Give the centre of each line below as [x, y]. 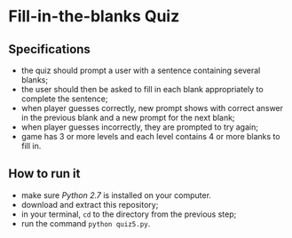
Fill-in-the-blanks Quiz [94, 16]
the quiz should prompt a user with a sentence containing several [141, 70]
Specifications [49, 49]
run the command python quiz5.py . [86, 223]
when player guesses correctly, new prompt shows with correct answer [152, 108]
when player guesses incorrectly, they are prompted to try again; [140, 127]
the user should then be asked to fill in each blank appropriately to [142, 89]
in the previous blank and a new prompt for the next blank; [128, 118]
